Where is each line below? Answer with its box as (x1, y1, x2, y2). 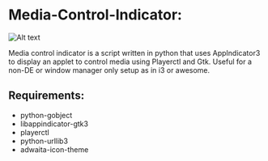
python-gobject (19, 110, 73, 120)
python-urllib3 (19, 136, 69, 146)
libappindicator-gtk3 (19, 119, 89, 129)
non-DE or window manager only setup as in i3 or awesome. (8, 65, 211, 74)
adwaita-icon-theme (19, 144, 89, 155)
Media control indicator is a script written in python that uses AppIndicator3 (8, 48, 261, 57)
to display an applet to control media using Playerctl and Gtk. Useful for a (8, 57, 253, 66)
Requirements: (8, 89, 85, 103)
